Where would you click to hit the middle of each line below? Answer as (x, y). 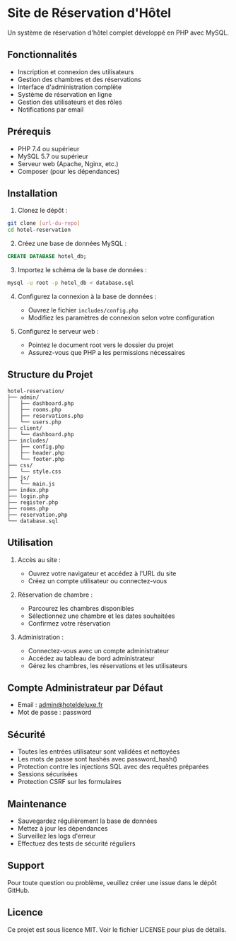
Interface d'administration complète (70, 87)
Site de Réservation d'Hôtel (89, 13)
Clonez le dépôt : (42, 211)
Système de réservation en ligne (65, 94)
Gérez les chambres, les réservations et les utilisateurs (108, 665)
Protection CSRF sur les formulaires (69, 782)
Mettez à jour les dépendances (63, 828)
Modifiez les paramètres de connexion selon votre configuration (122, 317)
